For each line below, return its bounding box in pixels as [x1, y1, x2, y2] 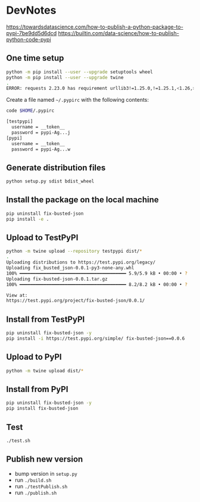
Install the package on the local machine [6, 194, 159, 205]
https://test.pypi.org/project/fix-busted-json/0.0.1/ [6, 298, 145, 304]
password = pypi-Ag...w [11, 146, 70, 152]
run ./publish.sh [14, 489, 57, 496]
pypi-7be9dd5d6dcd [6, 29, 57, 36]
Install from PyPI [6, 384, 68, 394]
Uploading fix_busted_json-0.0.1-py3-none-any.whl [6, 265, 135, 271]
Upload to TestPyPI [6, 233, 79, 243]
